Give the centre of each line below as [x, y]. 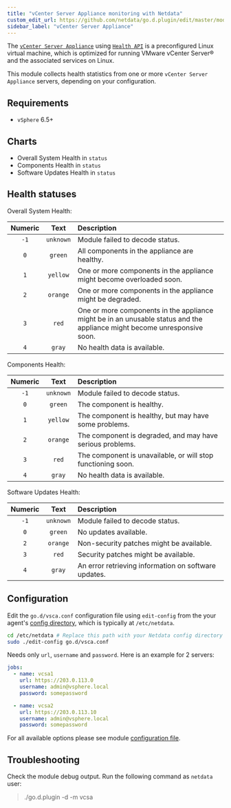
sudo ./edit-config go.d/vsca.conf [58, 642]
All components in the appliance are [135, 250]
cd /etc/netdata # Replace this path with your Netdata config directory [115, 635]
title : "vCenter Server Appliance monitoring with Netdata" [95, 13]
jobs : [15, 668]
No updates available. [112, 532]
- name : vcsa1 [33, 674]
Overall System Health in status [62, 158]
